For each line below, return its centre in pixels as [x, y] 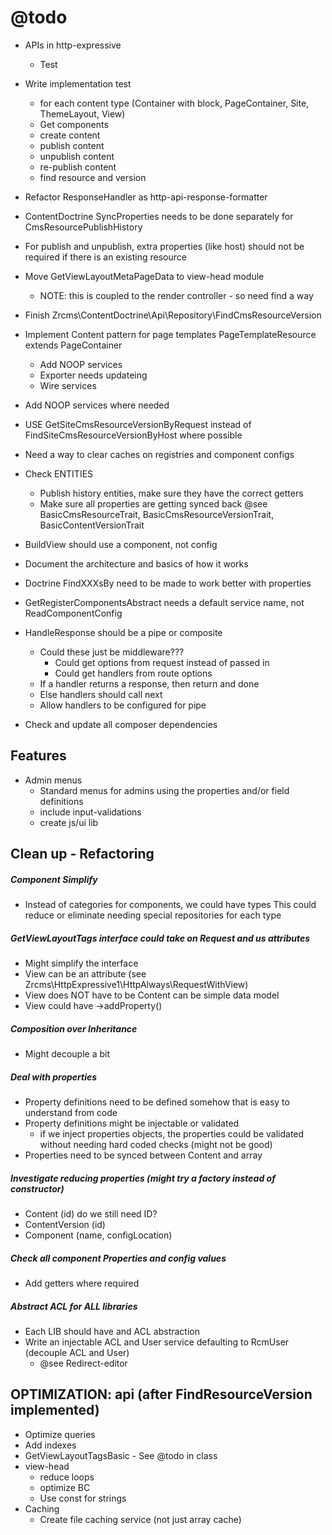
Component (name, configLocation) [98, 1235]
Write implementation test [78, 83]
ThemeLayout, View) [82, 113]
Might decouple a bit [67, 1054]
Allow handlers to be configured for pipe [123, 705]
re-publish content [78, 167]
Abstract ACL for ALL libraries [74, 1306]
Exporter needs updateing [93, 375]
